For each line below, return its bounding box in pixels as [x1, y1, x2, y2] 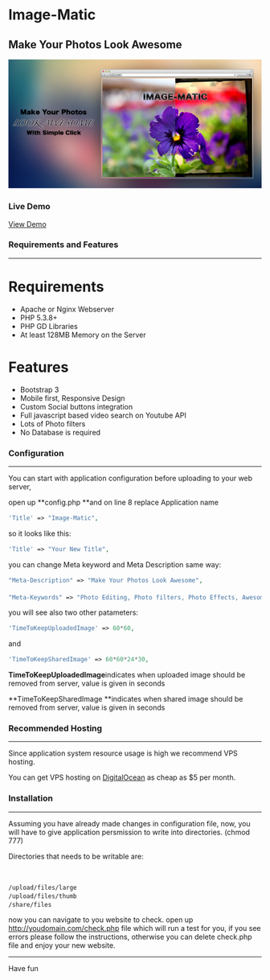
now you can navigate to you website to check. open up [8, 915, 194, 924]
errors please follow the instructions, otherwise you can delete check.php [8, 932, 252, 942]
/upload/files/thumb [8, 891, 78, 900]
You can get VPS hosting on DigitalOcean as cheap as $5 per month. [8, 772, 236, 782]
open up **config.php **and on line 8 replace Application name [8, 497, 219, 508]
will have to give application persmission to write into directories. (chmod [8, 827, 251, 837]
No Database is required [19, 427, 101, 437]
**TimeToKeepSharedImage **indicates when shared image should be [8, 694, 243, 704]
